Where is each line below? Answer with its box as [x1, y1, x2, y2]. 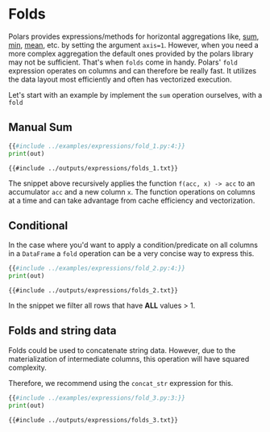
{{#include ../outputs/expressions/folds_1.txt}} [8, 164, 179, 172]
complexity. [8, 363, 47, 372]
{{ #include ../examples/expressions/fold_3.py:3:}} [8, 393, 185, 402]
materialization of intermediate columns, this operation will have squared [8, 354, 250, 363]
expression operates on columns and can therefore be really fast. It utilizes [8, 65, 257, 75]
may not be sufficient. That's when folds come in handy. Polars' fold [8, 57, 238, 67]
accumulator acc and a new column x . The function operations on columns [8, 187, 255, 196]
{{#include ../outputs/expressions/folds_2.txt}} [8, 287, 179, 295]
